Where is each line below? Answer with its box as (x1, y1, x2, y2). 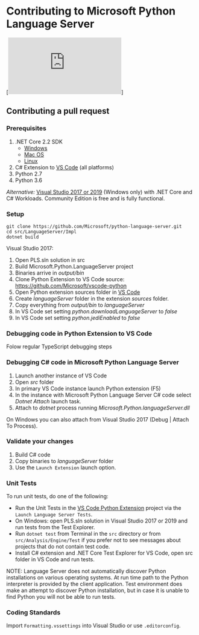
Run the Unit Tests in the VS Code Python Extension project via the (14, 504, 182, 512)
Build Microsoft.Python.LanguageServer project (14, 262, 134, 270)
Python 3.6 (14, 177, 42, 184)
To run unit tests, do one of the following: (6, 493, 109, 500)
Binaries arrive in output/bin (14, 269, 84, 276)
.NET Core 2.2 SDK (14, 138, 63, 145)
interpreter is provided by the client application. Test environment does (6, 581, 183, 588)
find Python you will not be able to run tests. (6, 593, 116, 601)
